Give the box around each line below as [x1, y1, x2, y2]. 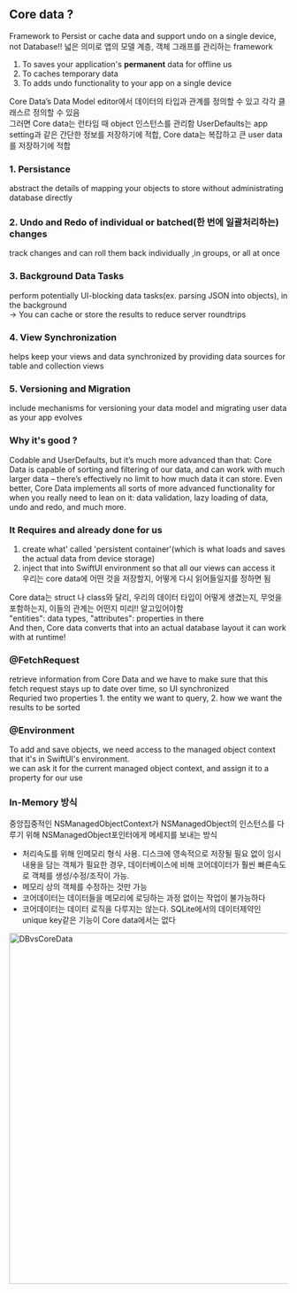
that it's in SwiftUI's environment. [9, 754, 130, 764]
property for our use [9, 772, 83, 783]
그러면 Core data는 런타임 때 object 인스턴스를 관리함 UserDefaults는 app [9, 118, 268, 128]
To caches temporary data [21, 68, 119, 79]
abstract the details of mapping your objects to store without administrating [9, 183, 284, 194]
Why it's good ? [9, 434, 78, 446]
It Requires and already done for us [9, 523, 163, 536]
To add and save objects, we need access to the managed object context [9, 744, 276, 755]
